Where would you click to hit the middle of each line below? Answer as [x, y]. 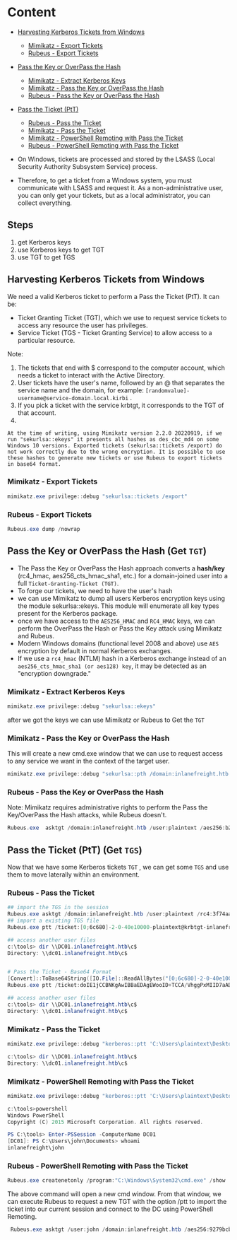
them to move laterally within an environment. [73, 875]
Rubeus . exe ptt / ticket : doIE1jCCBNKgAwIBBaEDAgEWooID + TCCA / [98, 985]
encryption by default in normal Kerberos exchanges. [95, 650]
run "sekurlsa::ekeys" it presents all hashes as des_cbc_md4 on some [113, 439]
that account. [37, 413]
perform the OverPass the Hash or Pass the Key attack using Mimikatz [120, 628]
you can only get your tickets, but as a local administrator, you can [114, 195]
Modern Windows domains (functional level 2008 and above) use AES [118, 643]
